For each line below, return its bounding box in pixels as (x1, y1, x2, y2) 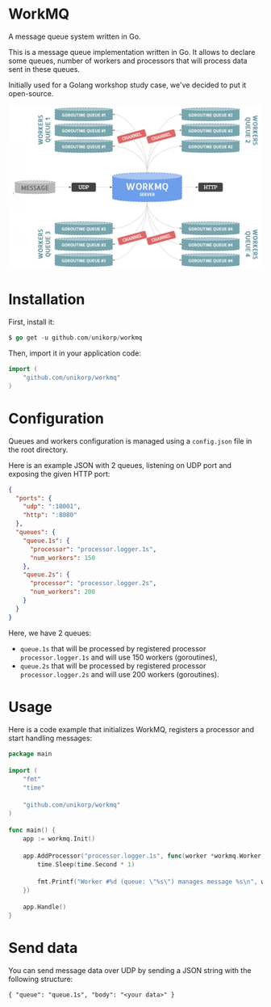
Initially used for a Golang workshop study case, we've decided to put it (8, 80, 247, 90)
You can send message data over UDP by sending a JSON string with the (8, 966, 252, 975)
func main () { (8, 826, 56, 835)
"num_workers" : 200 (29, 588, 95, 596)
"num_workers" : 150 (29, 554, 95, 562)
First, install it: (8, 317, 55, 327)
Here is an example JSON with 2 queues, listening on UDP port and (8, 460, 232, 470)
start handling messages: (8, 733, 93, 743)
